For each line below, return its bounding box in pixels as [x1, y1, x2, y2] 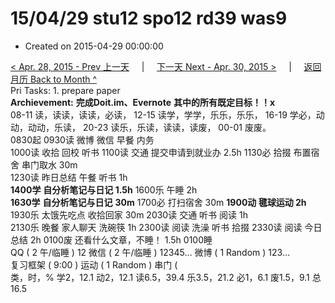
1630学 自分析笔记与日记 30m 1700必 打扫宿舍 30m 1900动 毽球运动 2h [10, 196, 307, 208]
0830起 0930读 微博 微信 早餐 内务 [10, 133, 155, 146]
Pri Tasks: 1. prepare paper [10, 84, 121, 96]
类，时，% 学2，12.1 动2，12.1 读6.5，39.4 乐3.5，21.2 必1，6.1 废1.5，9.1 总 [10, 271, 322, 283]
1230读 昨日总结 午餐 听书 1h [10, 171, 128, 183]
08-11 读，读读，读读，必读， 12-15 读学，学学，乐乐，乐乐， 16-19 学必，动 [10, 108, 325, 121]
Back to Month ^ [29, 73, 98, 85]
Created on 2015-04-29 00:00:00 [24, 40, 164, 52]
